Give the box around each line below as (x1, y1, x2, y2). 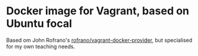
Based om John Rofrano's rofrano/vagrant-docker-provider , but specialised (6, 36, 193, 43)
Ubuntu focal (6, 17, 72, 30)
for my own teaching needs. (6, 43, 75, 50)
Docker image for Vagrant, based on (6, 4, 190, 18)
